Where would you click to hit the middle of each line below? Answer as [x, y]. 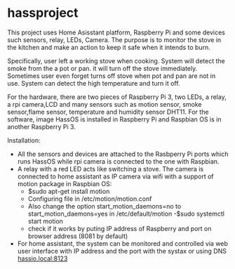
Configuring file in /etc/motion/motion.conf [90, 199]
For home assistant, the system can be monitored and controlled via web [122, 243]
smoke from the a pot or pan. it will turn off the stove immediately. [102, 68]
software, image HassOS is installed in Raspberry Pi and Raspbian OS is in [114, 119]
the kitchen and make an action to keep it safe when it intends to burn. [109, 47]
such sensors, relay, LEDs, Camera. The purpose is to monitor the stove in [114, 39]
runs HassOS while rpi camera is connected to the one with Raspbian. [118, 161]
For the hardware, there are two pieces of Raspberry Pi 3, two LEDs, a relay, [117, 97]
